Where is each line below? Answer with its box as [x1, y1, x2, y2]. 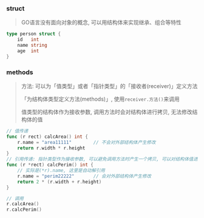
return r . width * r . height [17, 145, 86, 151]
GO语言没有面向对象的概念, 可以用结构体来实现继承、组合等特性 [21, 19, 182, 26]
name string [17, 43, 47, 49]
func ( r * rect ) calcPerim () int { [6, 162, 94, 168]
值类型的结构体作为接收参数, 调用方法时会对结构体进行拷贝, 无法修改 [21, 108, 192, 115]
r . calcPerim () [6, 206, 42, 213]
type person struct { [6, 31, 61, 37]
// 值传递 [6, 128, 29, 134]
